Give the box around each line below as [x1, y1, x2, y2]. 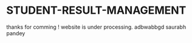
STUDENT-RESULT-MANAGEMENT [6, 4, 187, 17]
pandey [6, 29, 26, 36]
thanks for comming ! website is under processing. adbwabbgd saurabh [6, 23, 187, 30]
